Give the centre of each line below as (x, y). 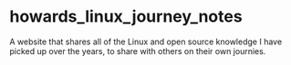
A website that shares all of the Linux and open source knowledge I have (146, 42)
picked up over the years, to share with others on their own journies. (138, 51)
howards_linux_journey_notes (126, 17)
